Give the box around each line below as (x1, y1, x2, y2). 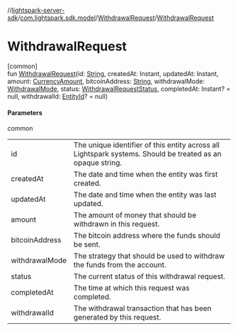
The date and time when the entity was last (73, 190, 217, 200)
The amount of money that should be (73, 210, 197, 220)
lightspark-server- (11, 6, 65, 14)
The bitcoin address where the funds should (73, 231, 221, 241)
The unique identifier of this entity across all (73, 140, 220, 150)
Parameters (7, 108, 42, 116)
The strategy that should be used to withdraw (73, 251, 225, 261)
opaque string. (73, 158, 123, 168)
